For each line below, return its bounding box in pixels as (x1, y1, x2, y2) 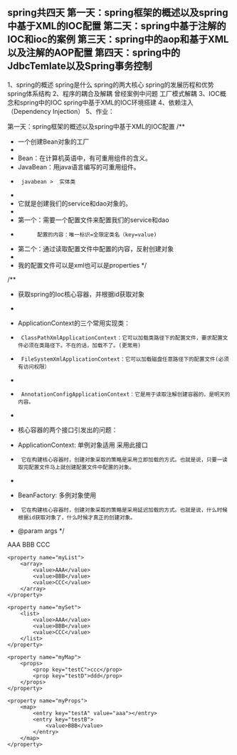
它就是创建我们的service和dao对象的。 (17, 199, 132, 208)
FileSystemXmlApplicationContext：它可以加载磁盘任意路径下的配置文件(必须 (21, 355, 229, 363)
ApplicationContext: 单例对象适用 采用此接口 (17, 440, 148, 449)
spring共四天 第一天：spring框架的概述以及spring (7, 6, 229, 19)
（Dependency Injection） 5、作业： (7, 107, 115, 115)
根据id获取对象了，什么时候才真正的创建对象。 (17, 514, 136, 521)
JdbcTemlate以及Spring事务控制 (7, 60, 153, 73)
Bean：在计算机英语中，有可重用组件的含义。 (17, 154, 152, 162)
